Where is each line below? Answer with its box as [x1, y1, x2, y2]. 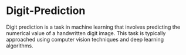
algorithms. [6, 42, 33, 49]
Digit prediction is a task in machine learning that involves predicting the [6, 23, 181, 30]
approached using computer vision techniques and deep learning [6, 36, 164, 43]
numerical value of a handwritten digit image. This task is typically [6, 29, 166, 36]
